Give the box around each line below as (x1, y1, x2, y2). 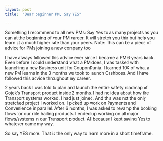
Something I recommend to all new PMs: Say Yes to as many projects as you (5, 29, 158, 35)
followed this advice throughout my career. (5, 75, 91, 81)
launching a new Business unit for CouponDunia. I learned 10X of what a (5, 64, 150, 71)
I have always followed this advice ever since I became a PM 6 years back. (5, 54, 155, 60)
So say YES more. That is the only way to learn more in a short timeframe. (5, 130, 153, 136)
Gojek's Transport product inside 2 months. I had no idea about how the (5, 90, 149, 96)
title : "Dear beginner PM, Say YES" (5, 12, 82, 17)
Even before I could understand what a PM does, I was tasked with (5, 60, 139, 65)
